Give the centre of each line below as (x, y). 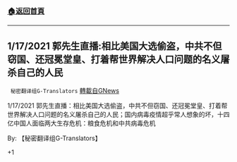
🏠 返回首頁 (26, 11)
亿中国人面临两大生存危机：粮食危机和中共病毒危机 (81, 123)
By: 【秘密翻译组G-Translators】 (54, 138)
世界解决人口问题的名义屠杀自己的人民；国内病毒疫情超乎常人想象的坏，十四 (119, 115)
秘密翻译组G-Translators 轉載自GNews (65, 91)
